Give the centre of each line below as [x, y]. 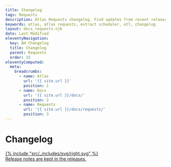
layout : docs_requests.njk [34, 29]
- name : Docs [33, 90]
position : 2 [36, 100]
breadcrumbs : [28, 72]
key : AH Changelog [30, 43]
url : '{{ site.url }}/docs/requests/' [65, 109]
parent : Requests [28, 52]
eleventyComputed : [25, 62]
